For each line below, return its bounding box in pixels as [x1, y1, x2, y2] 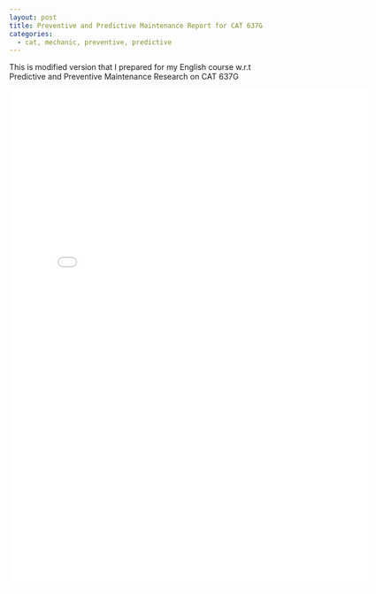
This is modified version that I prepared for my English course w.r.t [9, 62, 251, 73]
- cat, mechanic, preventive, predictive [17, 37, 173, 47]
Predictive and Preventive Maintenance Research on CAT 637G [9, 72, 239, 82]
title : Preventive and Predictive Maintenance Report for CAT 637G [9, 21, 264, 30]
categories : [9, 29, 53, 38]
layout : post [9, 12, 58, 22]
